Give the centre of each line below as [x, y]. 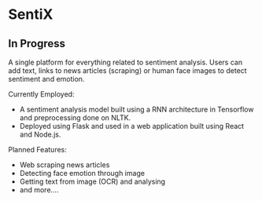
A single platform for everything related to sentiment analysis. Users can [125, 62]
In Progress [37, 44]
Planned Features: [37, 150]
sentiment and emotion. [46, 79]
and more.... [39, 190]
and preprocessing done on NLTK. [75, 118]
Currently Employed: [41, 94]
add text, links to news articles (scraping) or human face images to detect [127, 71]
